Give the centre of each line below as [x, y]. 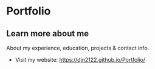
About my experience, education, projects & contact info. [78, 48]
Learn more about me [48, 34]
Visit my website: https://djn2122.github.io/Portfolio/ [80, 60]
